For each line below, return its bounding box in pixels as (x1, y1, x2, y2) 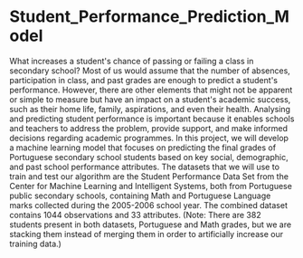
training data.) (9, 238, 62, 249)
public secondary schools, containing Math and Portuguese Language (9, 190, 271, 201)
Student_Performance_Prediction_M (9, 6, 289, 27)
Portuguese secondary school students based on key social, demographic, (9, 151, 289, 162)
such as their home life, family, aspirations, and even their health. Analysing (9, 103, 291, 114)
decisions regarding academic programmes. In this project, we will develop (9, 132, 289, 143)
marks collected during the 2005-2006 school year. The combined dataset (9, 199, 288, 210)
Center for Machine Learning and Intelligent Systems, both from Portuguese (9, 180, 292, 191)
